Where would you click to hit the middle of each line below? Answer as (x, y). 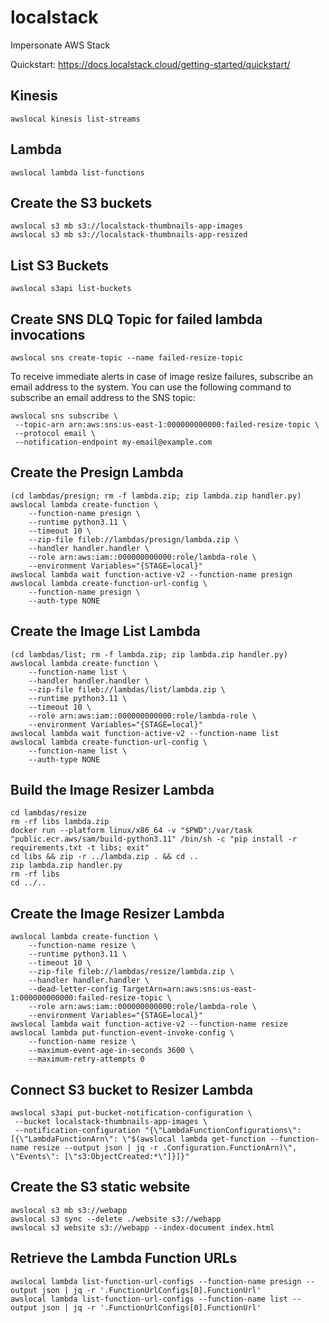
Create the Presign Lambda (97, 472)
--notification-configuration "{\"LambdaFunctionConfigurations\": (158, 1131)
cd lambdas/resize (48, 813)
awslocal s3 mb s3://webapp (69, 1210)
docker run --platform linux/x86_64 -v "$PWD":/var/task (131, 831)
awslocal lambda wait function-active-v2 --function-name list (145, 733)
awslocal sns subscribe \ (64, 416)
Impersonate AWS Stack (60, 45)
